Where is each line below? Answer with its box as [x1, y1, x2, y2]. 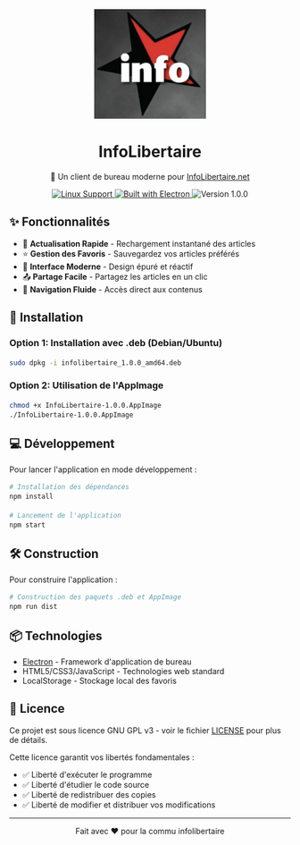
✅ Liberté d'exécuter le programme [21, 769, 153, 780]
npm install [9, 492, 54, 502]
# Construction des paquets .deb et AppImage [9, 593, 181, 602]
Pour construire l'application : [9, 574, 118, 585]
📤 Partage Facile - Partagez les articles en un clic [21, 271, 208, 282]
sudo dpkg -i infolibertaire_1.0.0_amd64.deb [9, 358, 181, 368]
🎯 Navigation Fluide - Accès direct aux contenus [21, 283, 203, 294]
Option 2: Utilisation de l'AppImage [9, 379, 164, 392]
